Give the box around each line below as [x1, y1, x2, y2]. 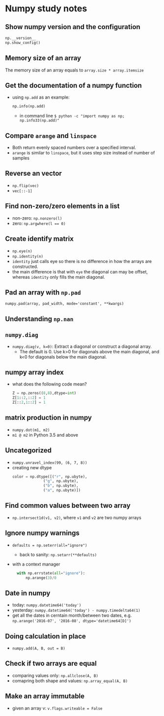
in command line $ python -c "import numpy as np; [19, 113, 125, 119]
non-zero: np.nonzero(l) [12, 215, 62, 221]
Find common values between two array [5, 501, 131, 510]
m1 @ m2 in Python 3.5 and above [12, 432, 79, 438]
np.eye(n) [12, 249, 33, 254]
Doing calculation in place [5, 632, 86, 641]
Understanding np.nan [5, 314, 74, 323]
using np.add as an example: [12, 94, 70, 100]
